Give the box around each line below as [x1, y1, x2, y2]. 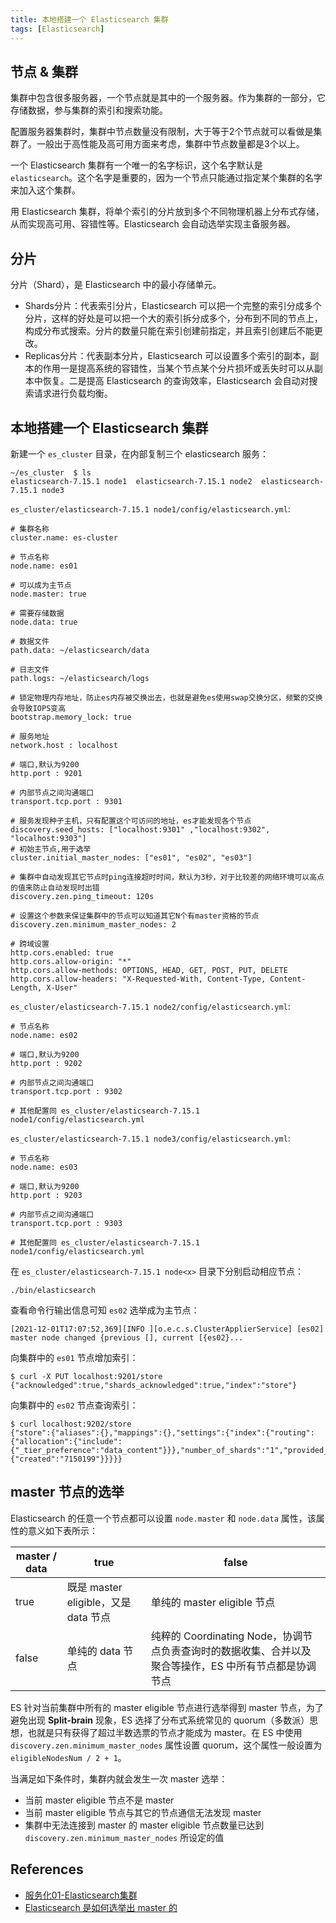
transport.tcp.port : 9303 [10, 1218, 123, 1228]
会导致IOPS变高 [10, 703, 67, 713]
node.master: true [10, 589, 87, 599]
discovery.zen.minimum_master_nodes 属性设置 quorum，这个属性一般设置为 [10, 1739, 323, 1751]
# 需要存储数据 [10, 608, 65, 618]
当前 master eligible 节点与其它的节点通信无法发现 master [24, 1806, 262, 1818]
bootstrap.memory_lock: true [10, 712, 132, 722]
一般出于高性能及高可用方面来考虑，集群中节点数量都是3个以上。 [36, 138, 305, 150]
